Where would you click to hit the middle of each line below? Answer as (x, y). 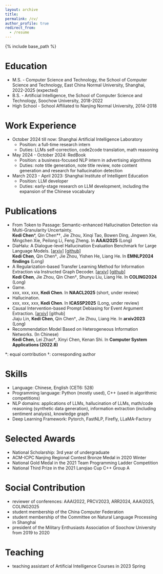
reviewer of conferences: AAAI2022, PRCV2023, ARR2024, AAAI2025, (83, 501)
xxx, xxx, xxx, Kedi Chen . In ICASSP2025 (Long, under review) (76, 303)
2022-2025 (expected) (35, 90)
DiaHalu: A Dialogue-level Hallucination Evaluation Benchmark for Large (84, 245)
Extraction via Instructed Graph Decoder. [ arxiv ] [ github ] (69, 272)
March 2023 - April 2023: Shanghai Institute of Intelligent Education (80, 176)
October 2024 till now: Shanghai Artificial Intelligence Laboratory (77, 139)
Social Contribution (45, 487)
